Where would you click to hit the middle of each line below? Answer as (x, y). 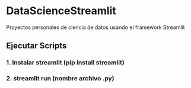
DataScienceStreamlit (61, 11)
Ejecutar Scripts (36, 46)
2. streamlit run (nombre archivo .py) (60, 79)
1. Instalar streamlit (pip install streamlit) (65, 63)
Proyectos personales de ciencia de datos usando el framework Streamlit (95, 27)
